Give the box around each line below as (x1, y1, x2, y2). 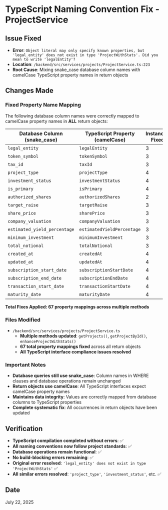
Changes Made (5, 86, 53, 95)
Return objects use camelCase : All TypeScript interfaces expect (12, 383, 146, 389)
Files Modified (5, 316, 41, 323)
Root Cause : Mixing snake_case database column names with (12, 66, 140, 72)
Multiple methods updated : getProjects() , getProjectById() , (19, 332, 147, 338)
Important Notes (5, 361, 46, 368)
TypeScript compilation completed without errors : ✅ (12, 437, 124, 443)
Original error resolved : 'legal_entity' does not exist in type (12, 460, 146, 466)
